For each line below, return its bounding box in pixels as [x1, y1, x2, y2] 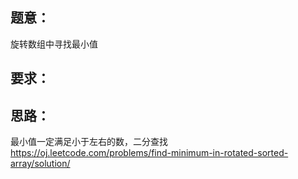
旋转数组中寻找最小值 [10, 38, 98, 50]
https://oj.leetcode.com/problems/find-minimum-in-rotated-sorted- [10, 147, 289, 159]
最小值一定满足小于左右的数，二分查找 [10, 136, 168, 148]
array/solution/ [10, 158, 71, 170]
